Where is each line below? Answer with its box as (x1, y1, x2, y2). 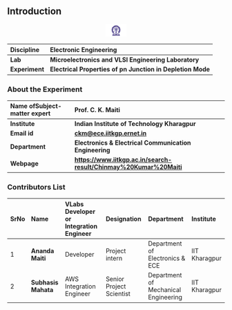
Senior (106, 275, 124, 283)
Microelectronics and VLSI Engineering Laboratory (50, 55, 200, 64)
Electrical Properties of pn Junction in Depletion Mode (50, 65, 211, 73)
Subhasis (30, 278, 59, 286)
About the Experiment (7, 84, 83, 94)
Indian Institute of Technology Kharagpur (74, 119, 196, 127)
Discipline (10, 45, 40, 54)
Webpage (10, 159, 39, 167)
